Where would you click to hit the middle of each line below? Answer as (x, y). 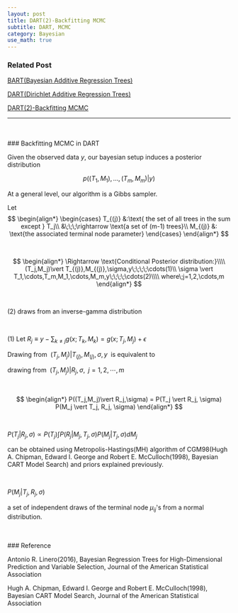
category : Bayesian (36, 34)
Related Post (29, 65)
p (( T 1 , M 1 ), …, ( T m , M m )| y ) (119, 180)
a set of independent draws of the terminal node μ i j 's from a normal (106, 508)
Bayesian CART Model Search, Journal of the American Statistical (103, 596)
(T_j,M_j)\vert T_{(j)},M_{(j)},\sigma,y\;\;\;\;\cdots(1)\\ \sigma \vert (119, 269)
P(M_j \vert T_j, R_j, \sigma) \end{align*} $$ (119, 407)
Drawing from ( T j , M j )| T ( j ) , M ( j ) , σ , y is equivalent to (81, 355)
